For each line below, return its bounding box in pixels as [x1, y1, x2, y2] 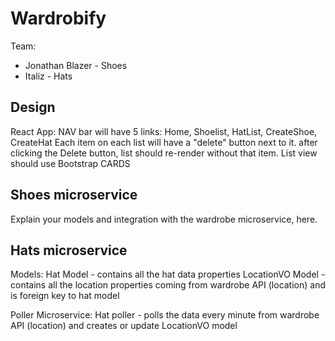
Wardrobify [10, 7, 107, 30]
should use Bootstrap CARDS [10, 157, 131, 169]
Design [10, 99, 56, 116]
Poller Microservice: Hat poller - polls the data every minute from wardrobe [10, 309, 320, 321]
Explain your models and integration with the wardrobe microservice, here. [10, 213, 318, 225]
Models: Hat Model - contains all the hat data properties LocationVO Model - [10, 268, 326, 281]
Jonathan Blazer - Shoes [24, 59, 128, 71]
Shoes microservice [10, 187, 138, 204]
